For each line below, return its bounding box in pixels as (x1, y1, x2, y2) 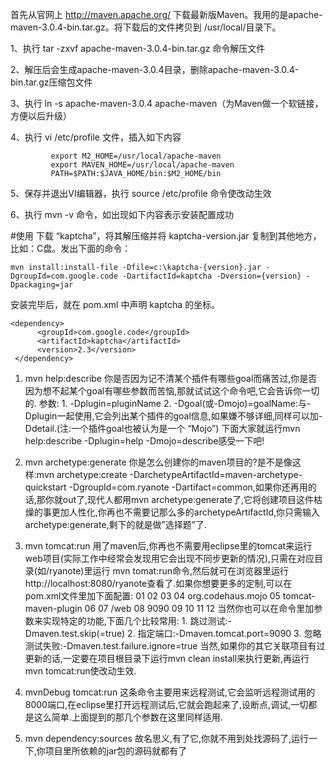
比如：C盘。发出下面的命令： (10, 243, 132, 254)
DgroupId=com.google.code (10, 271, 118, 281)
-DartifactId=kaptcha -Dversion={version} (121, 271, 302, 281)
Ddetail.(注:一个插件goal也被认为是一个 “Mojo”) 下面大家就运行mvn (24, 423, 301, 434)
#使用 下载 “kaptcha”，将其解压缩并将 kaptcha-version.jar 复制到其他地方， (10, 230, 322, 242)
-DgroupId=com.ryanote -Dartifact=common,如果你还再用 (68, 481, 308, 493)
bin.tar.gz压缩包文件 (10, 76, 93, 88)
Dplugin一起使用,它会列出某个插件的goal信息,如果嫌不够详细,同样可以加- (24, 410, 323, 422)
